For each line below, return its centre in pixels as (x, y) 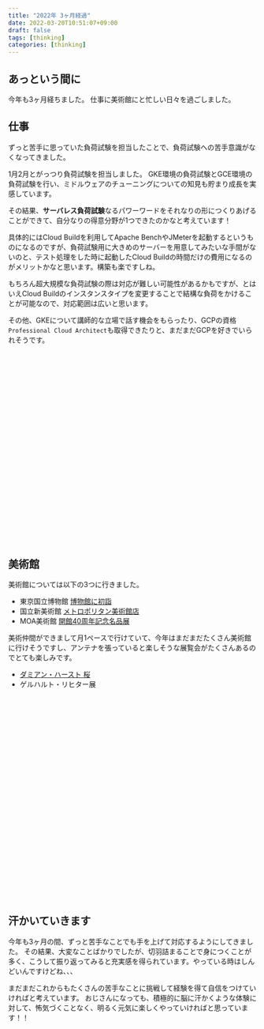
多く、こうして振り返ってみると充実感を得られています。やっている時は (125, 961)
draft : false (30, 30)
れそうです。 (29, 340)
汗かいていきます (50, 921)
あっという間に (45, 79)
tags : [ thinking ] (37, 38)
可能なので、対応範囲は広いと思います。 (87, 303)
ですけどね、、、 (53, 971)
